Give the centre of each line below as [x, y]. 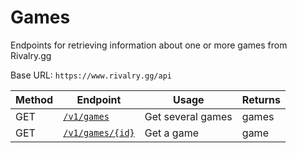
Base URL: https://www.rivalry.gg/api [91, 75]
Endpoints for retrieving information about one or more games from [149, 45]
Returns [261, 99]
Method [34, 99]
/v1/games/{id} [99, 132]
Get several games [188, 116]
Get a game [171, 133]
